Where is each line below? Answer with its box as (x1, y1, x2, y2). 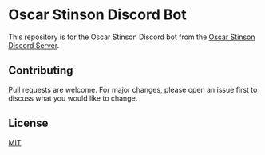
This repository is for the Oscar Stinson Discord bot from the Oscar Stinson (8, 32, 255, 42)
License (8, 117, 49, 130)
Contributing (8, 64, 73, 77)
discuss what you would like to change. (8, 93, 138, 103)
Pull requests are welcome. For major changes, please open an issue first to (8, 85, 258, 94)
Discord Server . (8, 40, 60, 50)
